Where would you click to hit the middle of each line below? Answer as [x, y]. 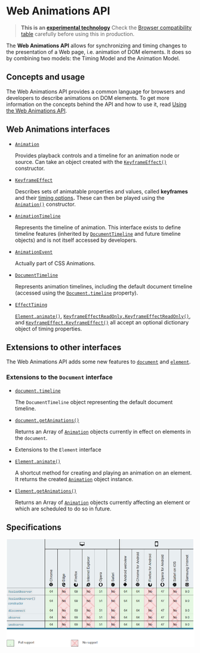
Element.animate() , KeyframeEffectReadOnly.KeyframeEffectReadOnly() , [103, 316]
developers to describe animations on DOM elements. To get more [88, 98]
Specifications [34, 528]
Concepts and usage [46, 77]
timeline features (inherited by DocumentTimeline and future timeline [98, 233]
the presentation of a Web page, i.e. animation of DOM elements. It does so [99, 51]
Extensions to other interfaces [64, 347]
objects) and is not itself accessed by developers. [76, 240]
